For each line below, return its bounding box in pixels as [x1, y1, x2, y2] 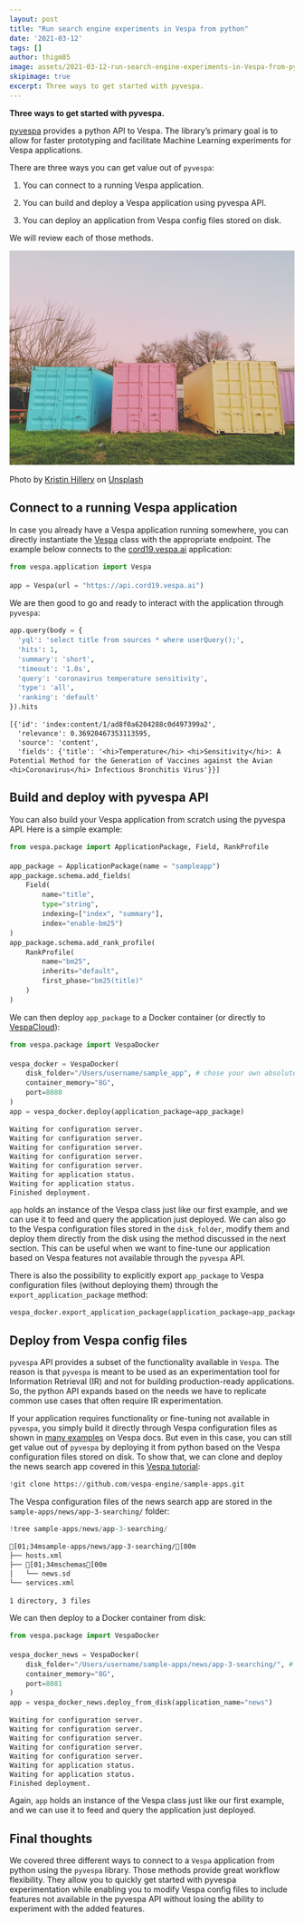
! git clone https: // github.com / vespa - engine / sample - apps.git [9, 1479, 245, 1489]
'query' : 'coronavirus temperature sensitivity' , [17, 674, 208, 683]
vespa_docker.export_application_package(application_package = [9, 1307, 253, 1317]
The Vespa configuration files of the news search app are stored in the [9, 1497, 273, 1508]
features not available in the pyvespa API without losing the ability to [9, 1894, 264, 1904]
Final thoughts [9, 1830, 93, 1846]
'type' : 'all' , [17, 683, 75, 693]
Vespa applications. [9, 144, 83, 155]
